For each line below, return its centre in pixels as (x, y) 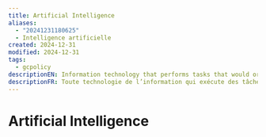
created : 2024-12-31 (42, 45)
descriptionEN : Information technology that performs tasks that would (129, 74)
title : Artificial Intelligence (61, 15)
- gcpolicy (33, 67)
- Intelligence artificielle (63, 38)
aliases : (23, 23)
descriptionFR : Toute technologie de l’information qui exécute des (123, 82)
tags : (17, 60)
